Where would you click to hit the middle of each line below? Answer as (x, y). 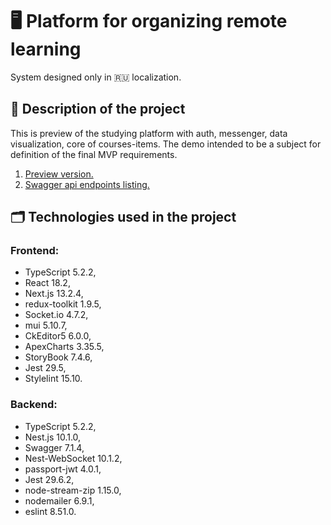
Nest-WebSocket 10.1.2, (73, 458)
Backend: (34, 405)
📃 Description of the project (98, 109)
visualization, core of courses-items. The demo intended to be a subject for (166, 144)
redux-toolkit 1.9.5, (63, 304)
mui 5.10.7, (46, 325)
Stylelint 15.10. (53, 379)
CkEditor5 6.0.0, (58, 336)
